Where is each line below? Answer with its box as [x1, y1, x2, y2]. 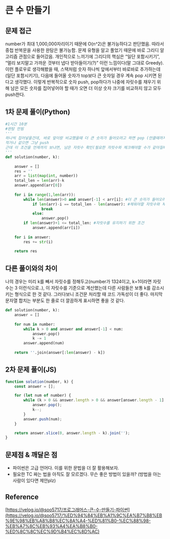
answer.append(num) [23, 341, 65, 346]
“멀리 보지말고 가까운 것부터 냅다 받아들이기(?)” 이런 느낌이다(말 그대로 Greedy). [5, 60, 164, 66]
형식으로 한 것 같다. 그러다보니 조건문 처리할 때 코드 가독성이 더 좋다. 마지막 [14, 291, 163, 297]
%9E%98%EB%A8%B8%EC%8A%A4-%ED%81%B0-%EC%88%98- [5, 518, 151, 524]
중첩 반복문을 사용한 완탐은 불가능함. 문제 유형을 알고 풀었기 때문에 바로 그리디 [5, 47, 159, 53]
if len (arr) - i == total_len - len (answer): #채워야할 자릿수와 [32, 201, 160, 207]
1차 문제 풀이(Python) [5, 107, 70, 117]
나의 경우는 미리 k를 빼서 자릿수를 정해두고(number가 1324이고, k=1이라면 [5, 278, 152, 284]
